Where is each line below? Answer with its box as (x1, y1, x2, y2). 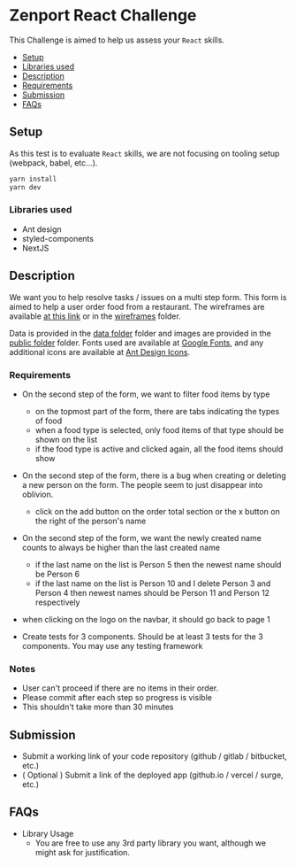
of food (34, 415, 63, 426)
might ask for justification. (34, 847, 131, 857)
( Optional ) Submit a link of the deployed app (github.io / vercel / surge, (21, 769, 285, 780)
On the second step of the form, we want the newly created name (21, 532, 262, 543)
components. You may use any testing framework (21, 640, 203, 651)
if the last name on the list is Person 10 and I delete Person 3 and (34, 577, 271, 589)
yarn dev (9, 182, 42, 191)
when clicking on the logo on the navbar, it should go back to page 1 (21, 614, 271, 624)
